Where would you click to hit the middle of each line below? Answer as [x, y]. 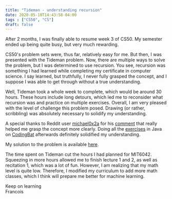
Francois [15, 192]
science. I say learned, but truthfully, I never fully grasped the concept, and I [86, 76]
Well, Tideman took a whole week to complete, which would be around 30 [83, 92]
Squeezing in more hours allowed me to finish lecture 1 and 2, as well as [81, 160]
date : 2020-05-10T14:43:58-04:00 [41, 15]
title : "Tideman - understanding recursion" [54, 10]
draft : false [19, 24]
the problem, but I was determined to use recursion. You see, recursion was [85, 65]
